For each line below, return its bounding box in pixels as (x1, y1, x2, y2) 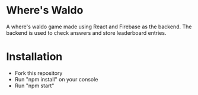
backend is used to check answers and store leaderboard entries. (6, 29, 167, 36)
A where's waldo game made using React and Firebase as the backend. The (6, 23, 192, 30)
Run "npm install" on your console (14, 76, 98, 83)
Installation (6, 50, 63, 64)
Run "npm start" (14, 82, 55, 89)
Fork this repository (14, 69, 63, 77)
